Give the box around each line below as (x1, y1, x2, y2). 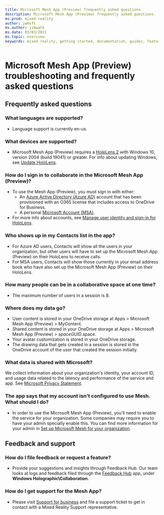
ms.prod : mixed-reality (5, 16, 54, 21)
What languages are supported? (5, 115, 83, 122)
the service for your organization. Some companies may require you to (12, 415, 155, 421)
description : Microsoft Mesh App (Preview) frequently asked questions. (5, 12, 156, 17)
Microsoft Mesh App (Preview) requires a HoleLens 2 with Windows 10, (12, 149, 155, 155)
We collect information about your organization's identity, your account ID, (5, 370, 155, 376)
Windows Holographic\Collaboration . (12, 475, 89, 481)
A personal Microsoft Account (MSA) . (19, 209, 95, 215)
